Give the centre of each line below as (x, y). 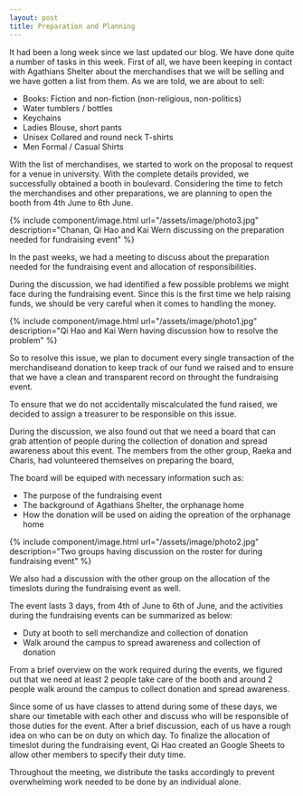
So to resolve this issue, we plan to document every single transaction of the (152, 358)
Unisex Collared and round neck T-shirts (98, 137)
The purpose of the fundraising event (92, 495)
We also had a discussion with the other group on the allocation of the (140, 578)
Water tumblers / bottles (67, 108)
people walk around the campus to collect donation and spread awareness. (150, 688)
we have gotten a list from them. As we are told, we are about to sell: (137, 81)
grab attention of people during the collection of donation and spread (138, 441)
